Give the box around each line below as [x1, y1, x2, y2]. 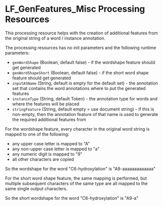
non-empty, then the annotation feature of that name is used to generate [12, 111, 159, 117]
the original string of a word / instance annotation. [5, 35, 106, 41]
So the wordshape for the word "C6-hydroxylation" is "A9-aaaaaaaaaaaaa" [5, 165, 156, 172]
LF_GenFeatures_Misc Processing [5, 3, 145, 15]
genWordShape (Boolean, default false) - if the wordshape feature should [12, 59, 155, 65]
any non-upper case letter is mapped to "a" [12, 146, 100, 152]
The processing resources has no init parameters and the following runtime [5, 45, 156, 50]
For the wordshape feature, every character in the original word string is [5, 126, 150, 132]
